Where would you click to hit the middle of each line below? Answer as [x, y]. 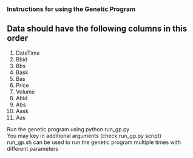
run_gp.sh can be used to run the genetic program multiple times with [94, 142]
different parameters [32, 148]
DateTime [28, 53]
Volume [25, 91]
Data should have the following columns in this [97, 29]
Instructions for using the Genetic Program [71, 9]
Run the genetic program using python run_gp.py [68, 129]
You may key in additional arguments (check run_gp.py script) [84, 136]
